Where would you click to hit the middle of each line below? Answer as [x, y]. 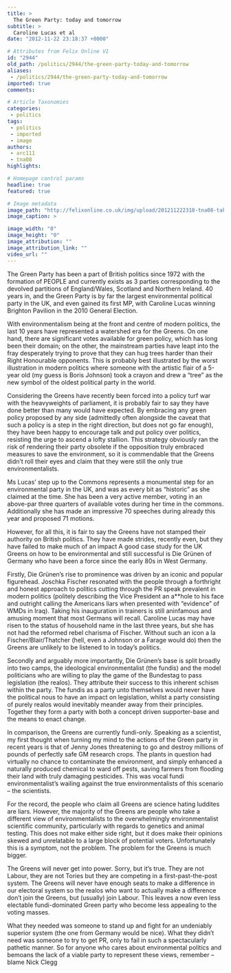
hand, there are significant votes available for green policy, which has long [112, 338]
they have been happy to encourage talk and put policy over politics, [104, 432]
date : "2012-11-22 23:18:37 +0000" [58, 39]
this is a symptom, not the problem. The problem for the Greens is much [109, 848]
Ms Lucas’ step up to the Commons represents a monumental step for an [111, 482]
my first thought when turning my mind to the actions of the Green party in [113, 739]
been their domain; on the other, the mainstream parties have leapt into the [113, 346]
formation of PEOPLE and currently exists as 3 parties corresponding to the [114, 281]
